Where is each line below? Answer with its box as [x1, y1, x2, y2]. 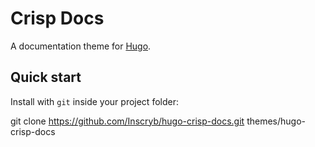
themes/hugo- [246, 115, 306, 127]
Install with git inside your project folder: [10, 95, 179, 107]
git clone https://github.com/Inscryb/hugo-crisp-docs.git [10, 115, 245, 127]
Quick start [10, 69, 82, 86]
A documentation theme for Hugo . [10, 40, 152, 52]
